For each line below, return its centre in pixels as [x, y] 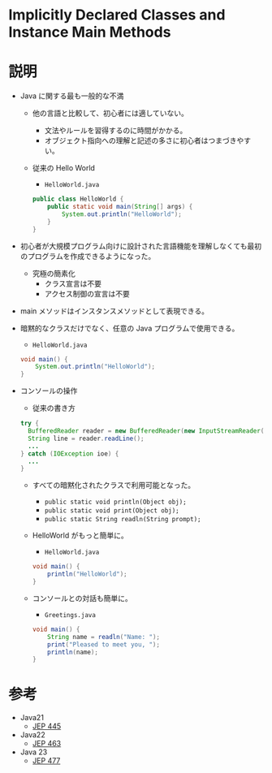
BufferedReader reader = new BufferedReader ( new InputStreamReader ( [146, 431]
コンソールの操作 [49, 391]
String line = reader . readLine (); [86, 438]
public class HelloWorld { [78, 199]
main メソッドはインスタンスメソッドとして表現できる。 [114, 311]
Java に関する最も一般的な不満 [72, 96]
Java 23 [34, 752]
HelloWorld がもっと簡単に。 [80, 535]
